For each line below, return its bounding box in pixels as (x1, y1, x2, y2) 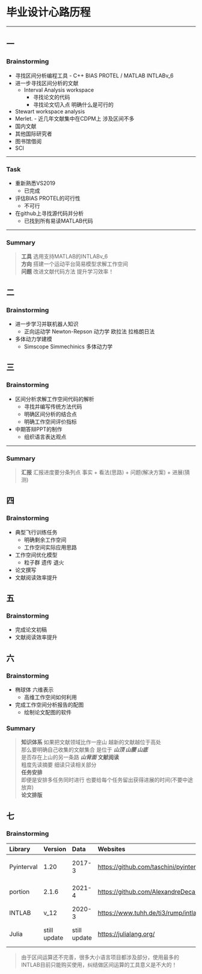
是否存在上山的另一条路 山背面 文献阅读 (20, 754, 119, 761)
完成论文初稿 (14, 626, 47, 633)
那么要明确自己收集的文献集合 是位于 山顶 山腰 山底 (20, 746, 148, 754)
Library (9, 845, 31, 853)
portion (9, 887, 30, 896)
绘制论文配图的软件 (23, 708, 72, 716)
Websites (97, 845, 126, 853)
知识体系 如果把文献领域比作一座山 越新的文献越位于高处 (20, 739, 161, 746)
